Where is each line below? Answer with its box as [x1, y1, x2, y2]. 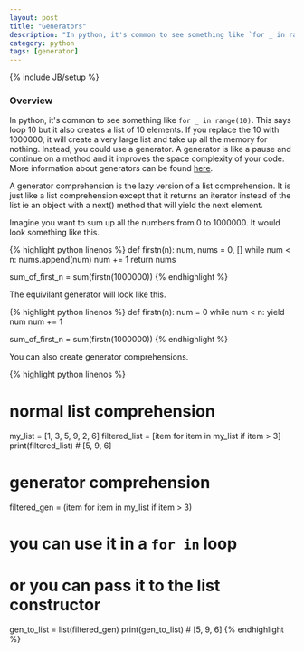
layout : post [9, 13, 59, 23]
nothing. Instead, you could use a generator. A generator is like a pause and [9, 144, 291, 155]
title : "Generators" [9, 22, 88, 31]
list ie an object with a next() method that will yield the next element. [9, 200, 264, 211]
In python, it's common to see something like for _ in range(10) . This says [9, 115, 291, 126]
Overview [9, 94, 53, 107]
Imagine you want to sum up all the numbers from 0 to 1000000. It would [9, 217, 280, 228]
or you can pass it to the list [9, 575, 221, 596]
